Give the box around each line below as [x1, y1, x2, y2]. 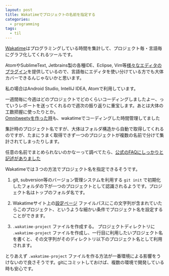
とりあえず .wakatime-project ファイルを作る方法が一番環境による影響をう [5, 253, 161, 259]
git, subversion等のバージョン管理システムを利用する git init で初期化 [12, 177, 161, 183]
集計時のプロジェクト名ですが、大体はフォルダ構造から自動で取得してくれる [5, 126, 164, 131]
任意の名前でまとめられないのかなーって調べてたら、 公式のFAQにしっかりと [5, 149, 164, 155]
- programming [10, 21, 39, 27]
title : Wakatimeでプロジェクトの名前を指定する [5, 12, 96, 17]
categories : [5, 17, 30, 22]
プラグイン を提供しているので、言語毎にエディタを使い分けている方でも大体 [5, 68, 164, 75]
